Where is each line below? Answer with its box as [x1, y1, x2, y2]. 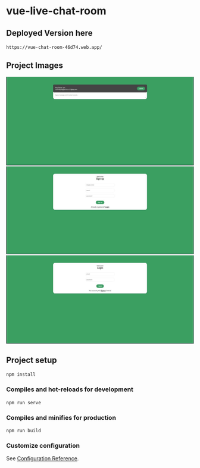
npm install [6, 372, 36, 377]
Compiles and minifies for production [6, 413, 116, 422]
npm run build [6, 428, 42, 433]
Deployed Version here [6, 28, 93, 38]
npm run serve [6, 400, 42, 405]
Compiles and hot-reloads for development [6, 385, 134, 394]
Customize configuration [6, 441, 80, 450]
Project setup [6, 355, 58, 365]
